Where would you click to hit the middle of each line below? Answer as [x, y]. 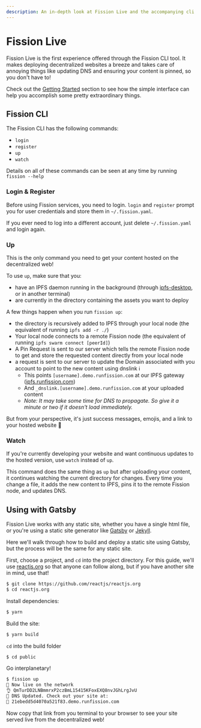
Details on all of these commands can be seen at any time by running [91, 171]
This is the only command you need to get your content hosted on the [92, 257]
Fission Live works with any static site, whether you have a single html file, [98, 524]
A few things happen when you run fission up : [64, 311]
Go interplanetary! [28, 668]
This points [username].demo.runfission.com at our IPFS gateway [104, 375]
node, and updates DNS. [37, 491]
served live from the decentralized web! [55, 719]
